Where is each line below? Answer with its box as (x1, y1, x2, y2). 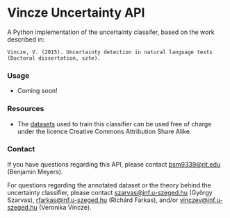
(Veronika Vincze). (38, 203, 92, 211)
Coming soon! (17, 87, 58, 95)
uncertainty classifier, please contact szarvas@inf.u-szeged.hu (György (7, 188, 213, 196)
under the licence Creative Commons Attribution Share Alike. (17, 127, 192, 135)
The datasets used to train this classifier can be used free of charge (17, 119, 212, 128)
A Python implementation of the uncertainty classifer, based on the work (7, 28, 215, 36)
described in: (7, 35, 45, 43)
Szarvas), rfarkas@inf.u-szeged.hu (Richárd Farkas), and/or (7, 196, 179, 204)
